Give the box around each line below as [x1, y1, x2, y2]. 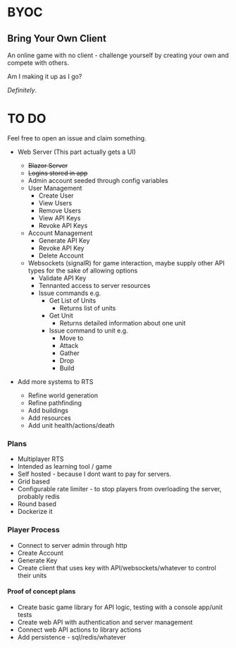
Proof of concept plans [7, 587, 76, 596]
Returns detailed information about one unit [59, 318, 186, 327]
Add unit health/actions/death [27, 421, 115, 429]
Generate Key [17, 556, 58, 565]
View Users [38, 198, 73, 207]
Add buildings [27, 406, 69, 414]
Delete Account [38, 251, 84, 260]
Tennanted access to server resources [38, 281, 151, 289]
